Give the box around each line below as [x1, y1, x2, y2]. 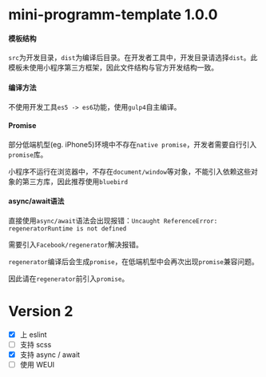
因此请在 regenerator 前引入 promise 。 [8, 274, 129, 283]
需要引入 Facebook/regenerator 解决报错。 [8, 240, 144, 249]
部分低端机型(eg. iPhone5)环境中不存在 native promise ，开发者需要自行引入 [8, 139, 257, 149]
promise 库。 [8, 150, 48, 159]
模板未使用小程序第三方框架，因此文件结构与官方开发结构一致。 [8, 62, 218, 73]
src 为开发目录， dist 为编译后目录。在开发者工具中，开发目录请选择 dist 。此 [8, 53, 258, 62]
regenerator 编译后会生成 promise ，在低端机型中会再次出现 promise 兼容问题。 [8, 257, 259, 266]
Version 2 [8, 303, 73, 321]
